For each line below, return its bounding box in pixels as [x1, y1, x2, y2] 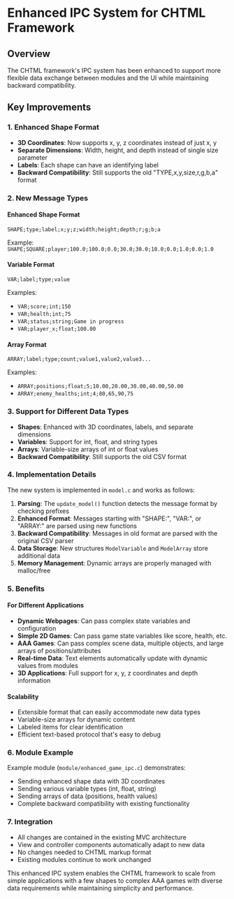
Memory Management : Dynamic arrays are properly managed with [17, 558, 212, 567]
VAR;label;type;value [7, 276, 71, 283]
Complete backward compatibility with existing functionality [17, 800, 190, 808]
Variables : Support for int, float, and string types [17, 437, 158, 446]
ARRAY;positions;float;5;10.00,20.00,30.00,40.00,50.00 [17, 383, 184, 390]
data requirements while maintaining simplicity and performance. [7, 884, 194, 892]
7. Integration [7, 817, 53, 827]
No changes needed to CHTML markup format [17, 848, 152, 856]
